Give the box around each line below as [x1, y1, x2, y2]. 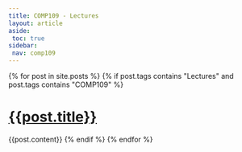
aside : [8, 27, 31, 35]
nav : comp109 [11, 49, 56, 57]
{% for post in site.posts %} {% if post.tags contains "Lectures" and [8, 72, 234, 80]
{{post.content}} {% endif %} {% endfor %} [8, 134, 153, 144]
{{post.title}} [8, 108, 98, 126]
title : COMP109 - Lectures [8, 11, 99, 20]
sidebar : [8, 42, 38, 50]
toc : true [11, 34, 45, 43]
